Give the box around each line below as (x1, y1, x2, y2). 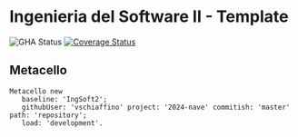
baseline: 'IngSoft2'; (21, 94, 107, 103)
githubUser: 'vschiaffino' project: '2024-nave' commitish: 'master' (21, 103, 291, 112)
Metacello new (9, 86, 64, 96)
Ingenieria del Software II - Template (9, 6, 289, 27)
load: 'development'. (21, 118, 104, 128)
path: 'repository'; (9, 111, 88, 120)
